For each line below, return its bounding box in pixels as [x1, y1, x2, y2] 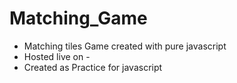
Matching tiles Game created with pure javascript [23, 40, 227, 52]
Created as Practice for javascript [23, 61, 163, 73]
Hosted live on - [23, 50, 91, 62]
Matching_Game [9, 7, 148, 30]
